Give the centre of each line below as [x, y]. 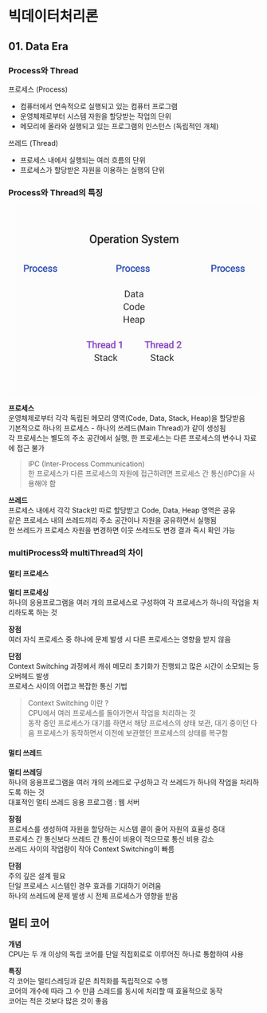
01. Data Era [39, 46]
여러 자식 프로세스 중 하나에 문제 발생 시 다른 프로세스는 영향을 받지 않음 [120, 639]
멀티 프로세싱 [29, 593]
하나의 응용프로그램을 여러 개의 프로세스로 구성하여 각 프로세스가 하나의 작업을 [130, 603]
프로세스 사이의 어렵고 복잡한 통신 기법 [68, 686]
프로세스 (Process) [38, 89]
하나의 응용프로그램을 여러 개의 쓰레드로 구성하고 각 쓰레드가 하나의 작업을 [123, 782]
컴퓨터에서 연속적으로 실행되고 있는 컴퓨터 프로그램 [98, 106]
